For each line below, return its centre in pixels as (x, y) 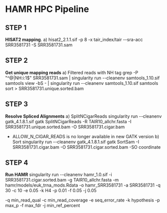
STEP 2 (17, 61)
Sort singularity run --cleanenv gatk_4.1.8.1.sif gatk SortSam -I (76, 142)
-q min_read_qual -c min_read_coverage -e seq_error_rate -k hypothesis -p (83, 200)
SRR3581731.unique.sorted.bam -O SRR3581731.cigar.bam (65, 127)
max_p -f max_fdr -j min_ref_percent (43, 206)
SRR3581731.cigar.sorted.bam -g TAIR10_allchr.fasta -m (62, 180)
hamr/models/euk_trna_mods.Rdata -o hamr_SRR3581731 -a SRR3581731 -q (83, 185)
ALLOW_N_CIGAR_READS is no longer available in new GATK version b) (86, 136)
